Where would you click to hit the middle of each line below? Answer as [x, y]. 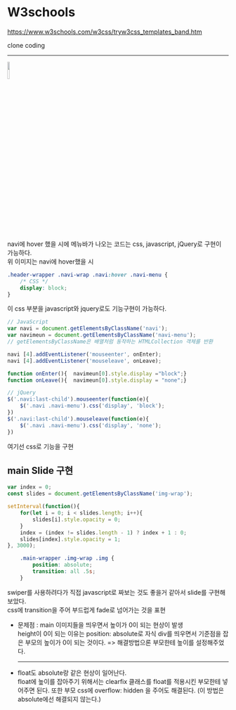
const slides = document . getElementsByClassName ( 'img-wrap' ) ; [100, 494]
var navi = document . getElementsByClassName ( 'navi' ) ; [88, 329]
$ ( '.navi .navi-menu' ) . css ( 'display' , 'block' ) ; [92, 406]
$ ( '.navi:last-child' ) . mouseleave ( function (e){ [78, 419]
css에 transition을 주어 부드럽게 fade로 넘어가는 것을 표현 [87, 609]
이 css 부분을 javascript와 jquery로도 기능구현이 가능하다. [87, 309]
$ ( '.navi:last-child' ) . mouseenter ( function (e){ [78, 399]
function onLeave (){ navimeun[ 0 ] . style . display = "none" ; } [97, 380]
